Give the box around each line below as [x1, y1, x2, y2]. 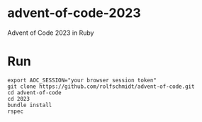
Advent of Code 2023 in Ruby [7, 28, 94, 37]
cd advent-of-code [7, 89, 62, 96]
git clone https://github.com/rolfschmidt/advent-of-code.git [7, 83, 195, 90]
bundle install [7, 101, 52, 109]
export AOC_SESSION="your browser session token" [7, 77, 157, 84]
